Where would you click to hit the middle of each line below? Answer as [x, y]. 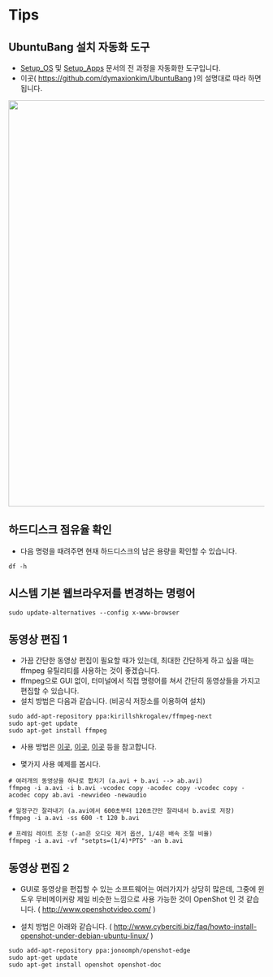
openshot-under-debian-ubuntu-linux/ [84, 936]
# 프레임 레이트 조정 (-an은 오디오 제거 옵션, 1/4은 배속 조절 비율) [110, 834]
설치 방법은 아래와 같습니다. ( [66, 927]
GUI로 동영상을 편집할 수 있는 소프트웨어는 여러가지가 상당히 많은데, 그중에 [138, 889]
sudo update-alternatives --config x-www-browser [94, 612]
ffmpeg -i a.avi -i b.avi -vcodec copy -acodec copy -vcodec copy [123, 788]
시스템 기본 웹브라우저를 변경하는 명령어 [102, 594]
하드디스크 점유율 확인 [60, 530]
